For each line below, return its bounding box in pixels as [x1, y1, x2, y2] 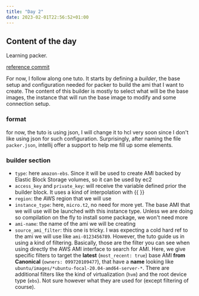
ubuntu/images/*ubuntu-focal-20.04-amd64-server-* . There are [14, 264, 170, 271]
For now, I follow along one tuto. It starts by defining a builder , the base [6, 75, 181, 82]
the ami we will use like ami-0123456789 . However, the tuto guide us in [14, 232, 185, 240]
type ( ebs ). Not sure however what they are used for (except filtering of [14, 277, 189, 284]
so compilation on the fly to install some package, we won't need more [14, 213, 188, 221]
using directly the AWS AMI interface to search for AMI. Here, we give [14, 245, 186, 253]
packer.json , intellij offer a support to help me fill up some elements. [6, 141, 173, 149]
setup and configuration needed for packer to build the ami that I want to [6, 81, 184, 89]
